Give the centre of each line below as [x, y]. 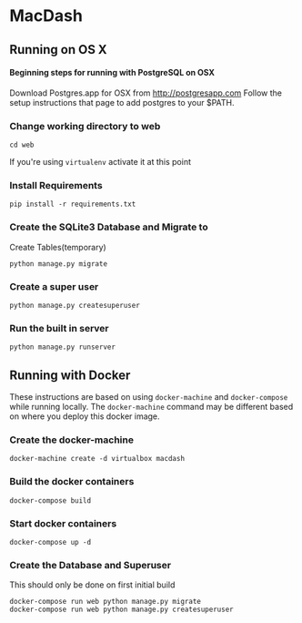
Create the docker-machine [72, 440]
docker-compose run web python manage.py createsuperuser [121, 610]
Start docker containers [63, 523]
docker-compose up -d [50, 542]
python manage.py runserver [63, 347]
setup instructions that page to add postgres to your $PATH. [122, 102]
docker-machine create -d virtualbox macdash [97, 459]
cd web [22, 145]
